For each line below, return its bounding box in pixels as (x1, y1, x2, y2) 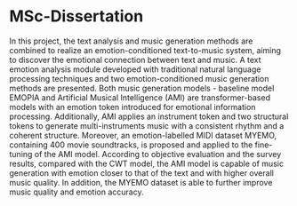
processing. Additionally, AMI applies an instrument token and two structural (9, 111, 289, 122)
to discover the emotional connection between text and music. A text (9, 54, 261, 65)
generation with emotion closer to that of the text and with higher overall (9, 167, 274, 178)
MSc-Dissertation (9, 6, 144, 27)
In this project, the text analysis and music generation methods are (9, 36, 253, 46)
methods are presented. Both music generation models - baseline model (9, 83, 275, 93)
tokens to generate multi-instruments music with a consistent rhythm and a (9, 120, 285, 131)
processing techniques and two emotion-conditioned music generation (9, 73, 269, 83)
